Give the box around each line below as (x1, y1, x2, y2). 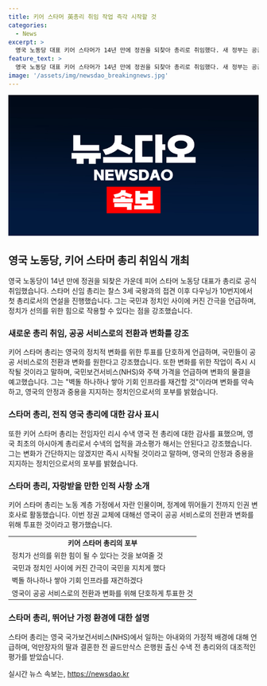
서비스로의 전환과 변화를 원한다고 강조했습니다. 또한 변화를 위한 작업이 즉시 (16, 357, 248, 367)
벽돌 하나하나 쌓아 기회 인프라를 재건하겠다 (11, 575, 143, 585)
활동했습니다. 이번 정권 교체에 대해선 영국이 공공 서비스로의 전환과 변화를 (29, 509, 254, 519)
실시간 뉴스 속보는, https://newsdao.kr (8, 668, 130, 678)
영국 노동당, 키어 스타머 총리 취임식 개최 (8, 253, 190, 267)
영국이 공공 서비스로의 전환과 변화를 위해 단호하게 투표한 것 (11, 588, 193, 598)
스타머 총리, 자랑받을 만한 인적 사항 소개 (8, 480, 150, 491)
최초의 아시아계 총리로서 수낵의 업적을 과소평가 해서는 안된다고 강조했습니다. (16, 438, 253, 448)
